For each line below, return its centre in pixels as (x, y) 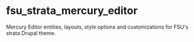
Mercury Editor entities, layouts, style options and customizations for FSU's (97, 27)
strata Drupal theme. (31, 33)
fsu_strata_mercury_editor (72, 11)
